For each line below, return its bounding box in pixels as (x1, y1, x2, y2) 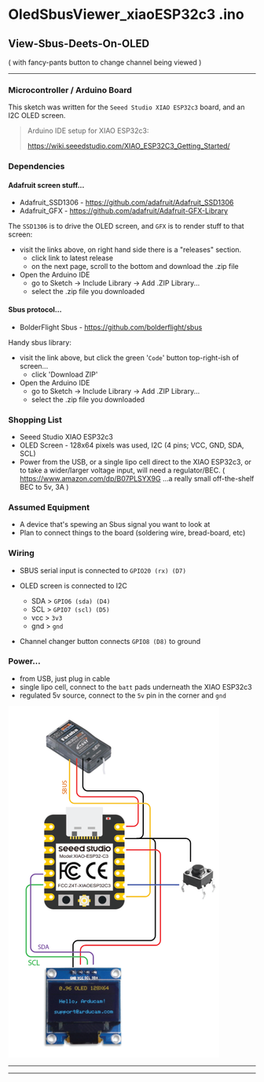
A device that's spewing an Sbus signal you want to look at (19, 520, 211, 529)
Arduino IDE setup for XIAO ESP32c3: (27, 126, 149, 135)
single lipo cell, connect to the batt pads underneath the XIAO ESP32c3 (19, 682, 253, 691)
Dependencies (8, 161, 65, 172)
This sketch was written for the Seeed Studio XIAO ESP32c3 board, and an (8, 102, 245, 112)
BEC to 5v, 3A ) (19, 482, 69, 491)
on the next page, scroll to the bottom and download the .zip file (31, 262, 239, 271)
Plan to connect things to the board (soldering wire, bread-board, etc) (19, 528, 246, 538)
